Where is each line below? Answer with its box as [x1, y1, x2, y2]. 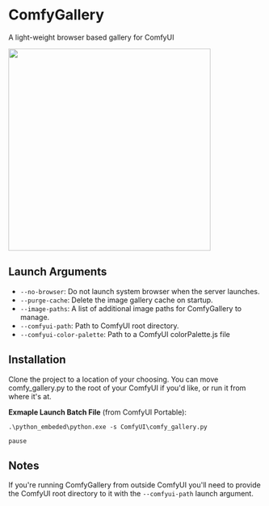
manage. [19, 312, 50, 322]
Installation [8, 353, 66, 367]
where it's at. [8, 391, 53, 401]
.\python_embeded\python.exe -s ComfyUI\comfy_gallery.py [8, 423, 208, 431]
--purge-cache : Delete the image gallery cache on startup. [19, 295, 213, 305]
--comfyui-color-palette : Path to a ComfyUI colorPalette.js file [19, 329, 230, 339]
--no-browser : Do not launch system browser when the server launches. [19, 286, 260, 296]
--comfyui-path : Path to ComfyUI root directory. [19, 321, 179, 331]
